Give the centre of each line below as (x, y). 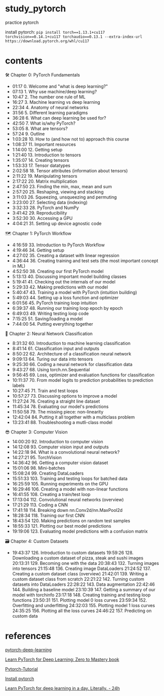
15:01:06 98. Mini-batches (39, 468)
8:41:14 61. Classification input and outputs (56, 348)
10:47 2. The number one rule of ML (49, 97)
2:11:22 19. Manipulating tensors (45, 176)
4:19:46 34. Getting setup (38, 250)
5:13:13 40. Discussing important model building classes (69, 277)
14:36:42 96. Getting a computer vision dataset (60, 463)
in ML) (19, 266)
